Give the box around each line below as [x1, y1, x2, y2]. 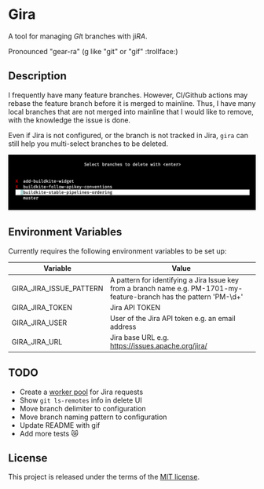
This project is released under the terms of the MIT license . [8, 473, 200, 482]
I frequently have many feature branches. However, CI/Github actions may [8, 90, 248, 100]
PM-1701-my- [190, 283, 244, 293]
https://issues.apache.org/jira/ [109, 341, 208, 351]
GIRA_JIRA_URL [11, 337, 63, 346]
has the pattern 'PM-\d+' [162, 292, 244, 301]
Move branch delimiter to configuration [19, 403, 147, 413]
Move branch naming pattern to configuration [19, 412, 167, 421]
